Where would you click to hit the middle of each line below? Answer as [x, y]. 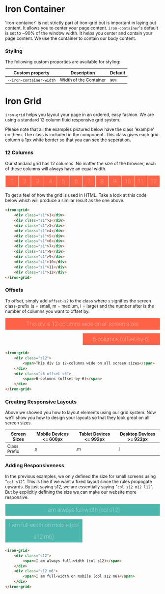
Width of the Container [83, 80]
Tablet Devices [95, 434]
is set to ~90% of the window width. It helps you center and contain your [79, 33]
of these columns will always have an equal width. [56, 169]
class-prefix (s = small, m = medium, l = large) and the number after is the [80, 306]
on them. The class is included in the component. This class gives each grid [82, 135]
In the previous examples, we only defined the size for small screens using [81, 476]
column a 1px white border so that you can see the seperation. [68, 140]
